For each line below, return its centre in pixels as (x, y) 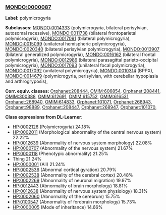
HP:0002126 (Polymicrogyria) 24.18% (51, 127)
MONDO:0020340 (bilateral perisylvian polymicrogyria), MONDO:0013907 (82, 49)
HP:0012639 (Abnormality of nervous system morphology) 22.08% (82, 143)
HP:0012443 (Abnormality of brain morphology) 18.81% (70, 186)
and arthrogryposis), (26, 81)
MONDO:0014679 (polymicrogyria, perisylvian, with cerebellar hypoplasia (82, 76)
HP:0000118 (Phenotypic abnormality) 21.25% (60, 154)
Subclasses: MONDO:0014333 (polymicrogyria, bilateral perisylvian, (76, 28)
